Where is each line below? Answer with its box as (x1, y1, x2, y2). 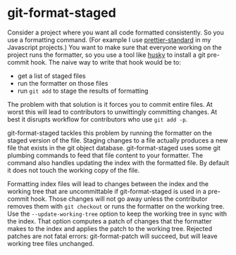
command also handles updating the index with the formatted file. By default (7, 158, 230, 166)
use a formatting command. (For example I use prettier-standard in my (7, 35, 211, 44)
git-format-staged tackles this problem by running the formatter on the (7, 129, 213, 137)
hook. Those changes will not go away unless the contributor (30, 195, 208, 203)
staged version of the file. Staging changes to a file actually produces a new (7, 136, 228, 145)
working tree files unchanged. (7, 239, 94, 247)
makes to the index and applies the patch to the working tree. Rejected (7, 224, 213, 233)
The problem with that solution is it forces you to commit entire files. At (7, 100, 213, 108)
